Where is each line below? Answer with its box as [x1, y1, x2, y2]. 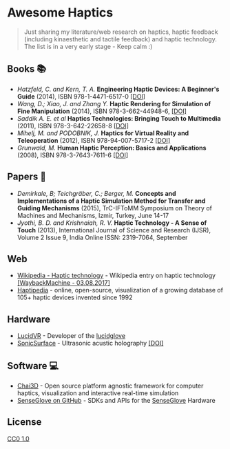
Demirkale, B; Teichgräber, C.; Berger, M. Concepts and [17, 189, 177, 197]
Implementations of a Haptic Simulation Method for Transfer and [17, 197, 206, 205]
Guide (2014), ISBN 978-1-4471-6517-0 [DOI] [17, 92, 146, 101]
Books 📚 [7, 63, 47, 75]
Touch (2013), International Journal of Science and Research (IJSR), [17, 226, 211, 234]
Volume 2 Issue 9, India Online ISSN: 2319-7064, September [17, 233, 188, 241]
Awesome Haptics [7, 5, 114, 21]
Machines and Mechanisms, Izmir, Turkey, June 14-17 [17, 211, 169, 219]
